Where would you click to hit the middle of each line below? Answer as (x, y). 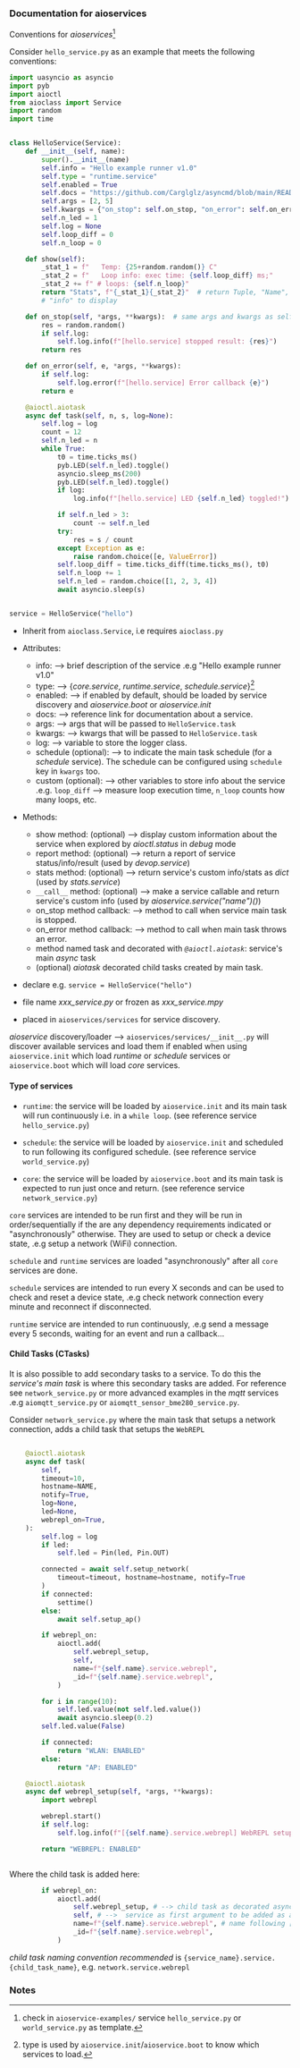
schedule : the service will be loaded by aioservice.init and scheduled (153, 1142)
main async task (66, 958)
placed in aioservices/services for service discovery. (121, 1020)
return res (62, 350)
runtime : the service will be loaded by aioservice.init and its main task (154, 1106)
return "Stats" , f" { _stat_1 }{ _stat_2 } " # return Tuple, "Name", (166, 292)
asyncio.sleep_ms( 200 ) (99, 474)
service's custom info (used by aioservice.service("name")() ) (148, 901)
